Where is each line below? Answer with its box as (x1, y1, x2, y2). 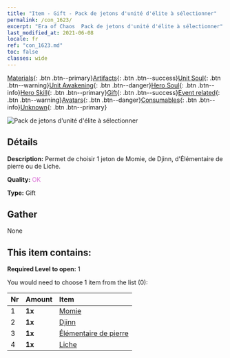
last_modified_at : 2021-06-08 (7, 29, 94, 36)
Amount (25, 295, 53, 304)
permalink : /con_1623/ (7, 17, 72, 23)
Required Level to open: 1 (7, 265, 81, 273)
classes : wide (7, 55, 48, 62)
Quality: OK (7, 175, 41, 183)
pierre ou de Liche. (7, 162, 61, 170)
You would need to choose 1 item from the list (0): (7, 278, 148, 286)
